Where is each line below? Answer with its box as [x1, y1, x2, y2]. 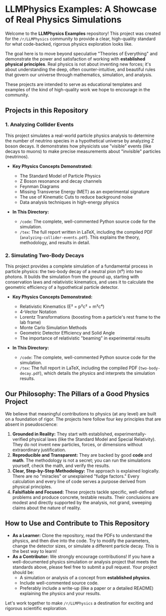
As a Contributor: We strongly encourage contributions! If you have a [12, 553, 155, 559]
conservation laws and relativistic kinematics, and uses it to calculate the [5, 279, 154, 285]
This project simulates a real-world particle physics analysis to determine [5, 133, 155, 138]
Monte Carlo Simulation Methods [19, 324, 87, 331]
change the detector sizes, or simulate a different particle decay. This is [12, 543, 159, 549]
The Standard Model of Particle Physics [19, 173, 101, 179]
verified [12, 436, 28, 442]
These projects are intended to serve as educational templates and [5, 81, 142, 87]
